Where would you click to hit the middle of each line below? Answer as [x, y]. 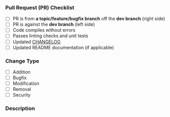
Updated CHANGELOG [37, 42]
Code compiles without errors [44, 30]
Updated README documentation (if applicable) [63, 47]
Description [20, 108]
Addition [21, 72]
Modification [26, 83]
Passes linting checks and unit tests [50, 36]
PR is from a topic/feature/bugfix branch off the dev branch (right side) [89, 19]
